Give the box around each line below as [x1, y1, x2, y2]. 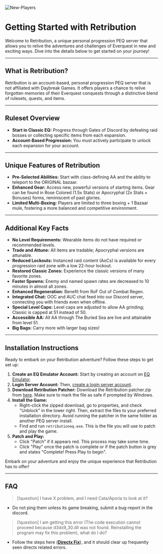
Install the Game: [12, 397, 48, 403]
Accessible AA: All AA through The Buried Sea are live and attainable [12, 315, 151, 320]
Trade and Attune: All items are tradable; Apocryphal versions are [12, 247, 145, 253]
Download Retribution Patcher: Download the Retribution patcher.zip [12, 387, 151, 393]
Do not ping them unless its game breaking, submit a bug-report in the [12, 505, 153, 511]
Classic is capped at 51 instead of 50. [12, 310, 87, 316]
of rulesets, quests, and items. [5, 95, 65, 101]
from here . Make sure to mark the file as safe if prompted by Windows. [12, 392, 154, 397]
